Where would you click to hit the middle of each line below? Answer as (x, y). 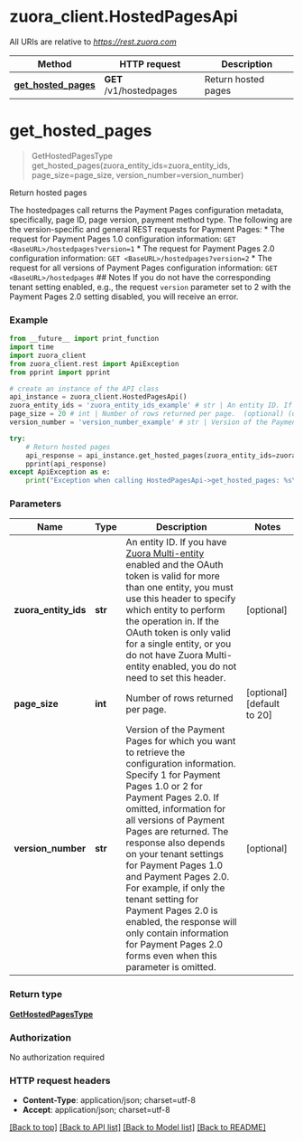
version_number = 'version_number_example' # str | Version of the (139, 422)
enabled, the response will (181, 922)
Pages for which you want (181, 741)
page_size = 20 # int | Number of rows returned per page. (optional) (147, 414)
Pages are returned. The (177, 832)
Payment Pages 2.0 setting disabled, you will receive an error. (124, 297)
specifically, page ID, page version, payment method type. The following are (151, 220)
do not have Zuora (165, 655)
